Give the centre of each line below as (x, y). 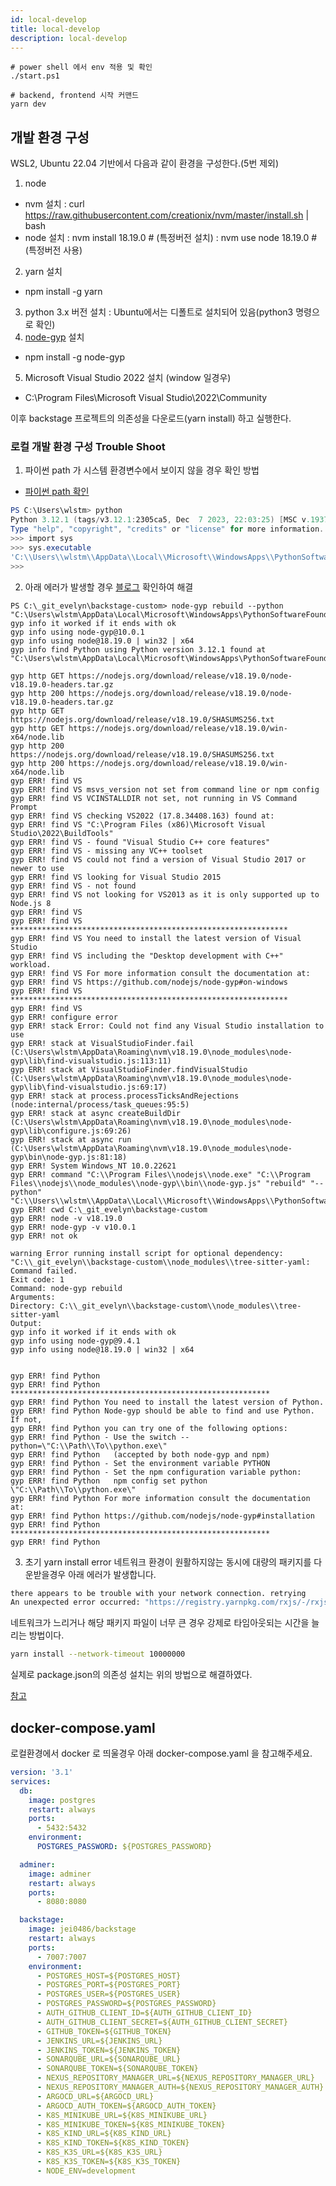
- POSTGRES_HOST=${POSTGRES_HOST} (109, 1976)
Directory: (33, 1306)
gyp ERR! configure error (64, 1017)
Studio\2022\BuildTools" (62, 833)
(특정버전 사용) (53, 250)
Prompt (24, 807)
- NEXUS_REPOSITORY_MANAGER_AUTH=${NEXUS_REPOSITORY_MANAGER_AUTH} (180, 2087)
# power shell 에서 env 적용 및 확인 (81, 67)
